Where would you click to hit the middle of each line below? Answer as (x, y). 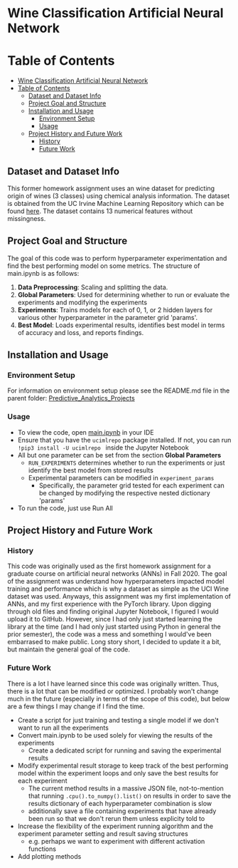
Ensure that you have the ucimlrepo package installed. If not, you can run (124, 440)
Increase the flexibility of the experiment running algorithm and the (115, 826)
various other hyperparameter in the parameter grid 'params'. (108, 317)
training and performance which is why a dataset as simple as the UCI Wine (118, 589)
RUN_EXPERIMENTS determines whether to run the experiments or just (126, 463)
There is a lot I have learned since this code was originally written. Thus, (113, 683)
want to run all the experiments (63, 728)
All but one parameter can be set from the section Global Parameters (119, 455)
